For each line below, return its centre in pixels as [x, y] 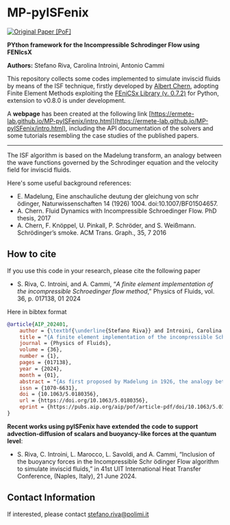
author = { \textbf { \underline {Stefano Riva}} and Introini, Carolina [121, 331]
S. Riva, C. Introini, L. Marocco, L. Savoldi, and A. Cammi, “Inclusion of [116, 454]
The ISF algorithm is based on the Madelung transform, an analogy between [114, 155]
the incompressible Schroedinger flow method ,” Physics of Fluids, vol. [116, 291]
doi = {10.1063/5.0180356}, [59, 394]
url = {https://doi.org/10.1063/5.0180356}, [84, 401]
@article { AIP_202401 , [38, 324]
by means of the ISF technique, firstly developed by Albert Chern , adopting [113, 86]
